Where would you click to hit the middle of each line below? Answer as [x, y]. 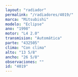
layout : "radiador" [26, 10]
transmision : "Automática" [34, 38]
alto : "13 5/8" [21, 52]
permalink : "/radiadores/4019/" [39, 15]
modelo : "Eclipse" [25, 24]
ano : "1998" [18, 29]
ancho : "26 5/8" [22, 57]
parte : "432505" [22, 43]
